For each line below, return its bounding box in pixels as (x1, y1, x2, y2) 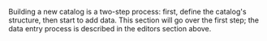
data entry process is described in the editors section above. (8, 24, 212, 33)
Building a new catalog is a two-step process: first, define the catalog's (8, 7, 247, 16)
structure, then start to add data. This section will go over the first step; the (8, 15, 260, 25)
